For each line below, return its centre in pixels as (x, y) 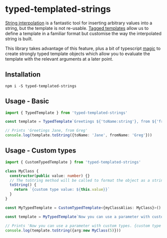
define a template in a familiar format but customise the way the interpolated (83, 33)
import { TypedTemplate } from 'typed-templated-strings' (66, 113)
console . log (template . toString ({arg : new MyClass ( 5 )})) (63, 230)
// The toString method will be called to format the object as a (80, 180)
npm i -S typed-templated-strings (41, 86)
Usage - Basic (27, 101)
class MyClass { (22, 171)
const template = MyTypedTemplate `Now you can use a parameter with (78, 217)
